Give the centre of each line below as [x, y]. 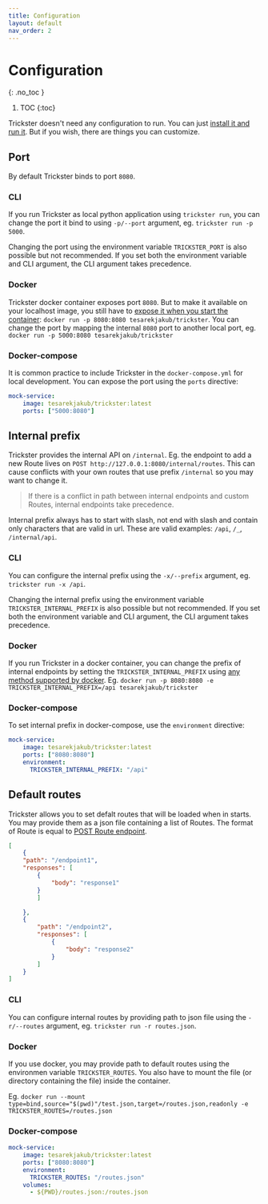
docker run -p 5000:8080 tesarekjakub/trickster [91, 335]
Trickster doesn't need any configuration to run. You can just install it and [129, 123]
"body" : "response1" [85, 883]
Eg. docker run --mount [47, 1096]
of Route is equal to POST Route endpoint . [78, 831]
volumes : [37, 1185]
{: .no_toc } [26, 92]
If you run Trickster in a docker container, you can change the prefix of [125, 663]
